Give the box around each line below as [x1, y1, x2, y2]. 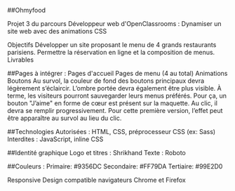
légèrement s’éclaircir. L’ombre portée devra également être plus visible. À [7, 84, 222, 92]
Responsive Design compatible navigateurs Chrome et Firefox [7, 176, 186, 184]
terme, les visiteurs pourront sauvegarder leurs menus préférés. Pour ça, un [7, 91, 227, 100]
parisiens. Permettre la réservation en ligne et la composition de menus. [7, 48, 215, 56]
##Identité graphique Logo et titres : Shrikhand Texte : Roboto [7, 149, 186, 157]
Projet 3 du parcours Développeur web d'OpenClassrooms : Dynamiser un [7, 20, 222, 27]
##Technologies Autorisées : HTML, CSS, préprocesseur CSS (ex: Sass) [7, 128, 216, 136]
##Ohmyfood [7, 6, 46, 14]
